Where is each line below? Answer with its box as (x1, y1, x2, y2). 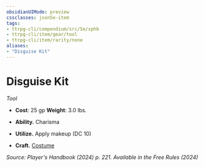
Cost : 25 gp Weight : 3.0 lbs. (15, 106, 87, 114)
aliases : (6, 43, 29, 49)
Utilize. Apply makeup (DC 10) (15, 130, 91, 137)
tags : (6, 20, 20, 26)
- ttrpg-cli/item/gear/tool (6, 32, 78, 38)
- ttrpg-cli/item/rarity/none (6, 37, 83, 43)
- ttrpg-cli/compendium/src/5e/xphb (6, 26, 99, 32)
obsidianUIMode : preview (6, 9, 69, 15)
